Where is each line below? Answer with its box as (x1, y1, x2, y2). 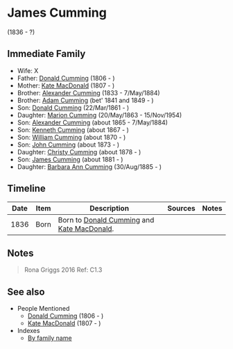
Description (89, 203, 130, 213)
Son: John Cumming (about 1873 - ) (17, 140, 120, 149)
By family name (27, 334, 72, 342)
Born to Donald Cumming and (58, 215, 155, 225)
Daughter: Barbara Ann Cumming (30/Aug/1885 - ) (17, 162, 162, 171)
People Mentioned (17, 305, 70, 313)
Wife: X (17, 66, 39, 74)
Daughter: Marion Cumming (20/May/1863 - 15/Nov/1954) (17, 111, 182, 119)
